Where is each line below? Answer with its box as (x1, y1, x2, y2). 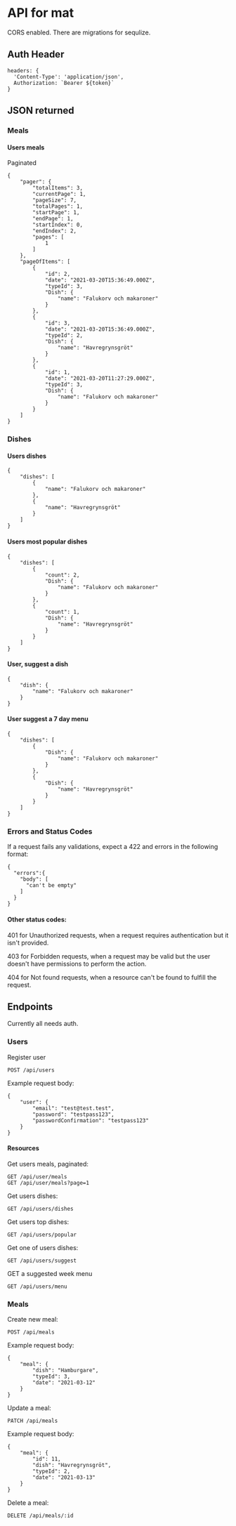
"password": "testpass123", (32, 1111, 114, 1118)
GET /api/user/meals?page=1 (7, 1179, 90, 1186)
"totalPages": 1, (32, 203, 83, 210)
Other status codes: (7, 915, 67, 923)
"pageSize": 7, (32, 197, 77, 204)
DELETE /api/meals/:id (7, 1512, 74, 1520)
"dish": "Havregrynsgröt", (32, 1462, 112, 1469)
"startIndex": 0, (32, 221, 83, 229)
